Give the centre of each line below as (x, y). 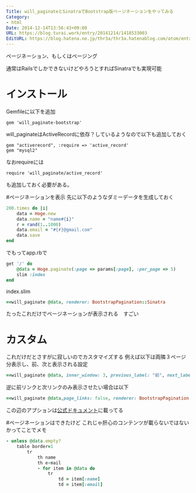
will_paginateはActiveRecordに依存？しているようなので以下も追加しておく (96, 134)
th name (47, 457)
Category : (18, 17)
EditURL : (17, 39)
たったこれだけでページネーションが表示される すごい (72, 314)
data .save (29, 235)
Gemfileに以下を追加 (31, 111)
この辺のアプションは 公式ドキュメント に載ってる (65, 411)
